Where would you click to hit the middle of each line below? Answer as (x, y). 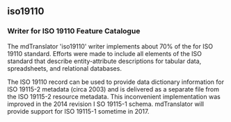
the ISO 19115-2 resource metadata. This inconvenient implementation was (114, 96)
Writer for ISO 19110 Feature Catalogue (74, 31)
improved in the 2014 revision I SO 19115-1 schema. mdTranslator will (106, 104)
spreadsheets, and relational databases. (64, 68)
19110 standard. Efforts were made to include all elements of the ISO (104, 53)
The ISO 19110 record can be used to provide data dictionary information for (116, 82)
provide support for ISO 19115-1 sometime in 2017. (78, 111)
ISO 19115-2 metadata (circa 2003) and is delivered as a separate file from (113, 89)
